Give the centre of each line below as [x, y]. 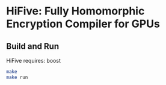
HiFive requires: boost [34, 61]
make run [17, 77]
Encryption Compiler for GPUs [83, 24]
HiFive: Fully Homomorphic [75, 11]
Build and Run [32, 46]
